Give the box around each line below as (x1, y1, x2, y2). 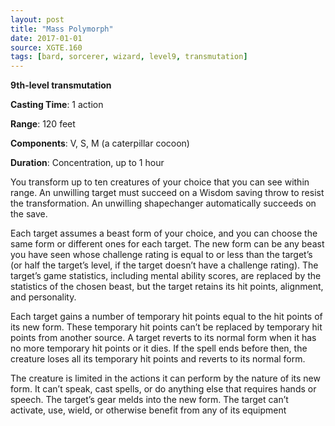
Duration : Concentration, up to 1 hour (10, 157, 165, 169)
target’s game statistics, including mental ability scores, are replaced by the (10, 270, 322, 282)
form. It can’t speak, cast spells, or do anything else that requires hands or (10, 383, 317, 395)
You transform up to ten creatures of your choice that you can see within (10, 176, 310, 188)
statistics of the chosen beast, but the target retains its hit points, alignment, (10, 281, 324, 293)
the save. (10, 208, 48, 220)
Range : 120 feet (10, 118, 76, 130)
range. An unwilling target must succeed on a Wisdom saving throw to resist (10, 187, 325, 199)
